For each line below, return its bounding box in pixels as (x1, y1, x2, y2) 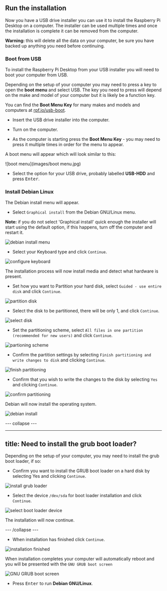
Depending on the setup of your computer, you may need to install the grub (5, 453, 160, 459)
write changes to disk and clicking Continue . (12, 357, 106, 363)
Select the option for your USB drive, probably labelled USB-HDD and (12, 171, 155, 177)
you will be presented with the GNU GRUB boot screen (5, 561, 113, 567)
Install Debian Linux (5, 188, 54, 195)
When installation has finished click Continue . (12, 537, 105, 543)
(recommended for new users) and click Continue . (12, 332, 113, 338)
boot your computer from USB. (5, 72, 69, 78)
